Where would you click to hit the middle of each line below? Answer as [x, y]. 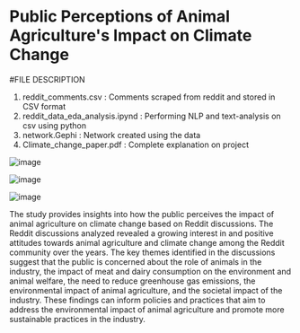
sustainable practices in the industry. [78, 319]
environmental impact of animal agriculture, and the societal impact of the [146, 290]
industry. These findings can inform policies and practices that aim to [137, 300]
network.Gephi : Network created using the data [111, 135]
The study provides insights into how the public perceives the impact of [142, 214]
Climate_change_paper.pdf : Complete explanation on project [136, 145]
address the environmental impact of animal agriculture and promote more [147, 309]
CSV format [44, 106]
